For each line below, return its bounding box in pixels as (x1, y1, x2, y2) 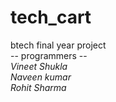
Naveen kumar (10, 71, 72, 83)
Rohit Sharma (10, 81, 67, 93)
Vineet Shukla (10, 60, 68, 72)
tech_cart (10, 6, 92, 29)
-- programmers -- (10, 49, 88, 61)
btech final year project (10, 39, 107, 51)
